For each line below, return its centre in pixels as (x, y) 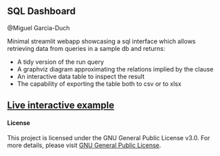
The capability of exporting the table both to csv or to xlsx (99, 83)
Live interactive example (61, 105)
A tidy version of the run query (60, 62)
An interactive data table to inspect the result (81, 76)
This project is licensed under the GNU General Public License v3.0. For (109, 138)
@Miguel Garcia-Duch (38, 27)
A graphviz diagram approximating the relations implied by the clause (115, 69)
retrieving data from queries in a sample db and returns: (86, 48)
